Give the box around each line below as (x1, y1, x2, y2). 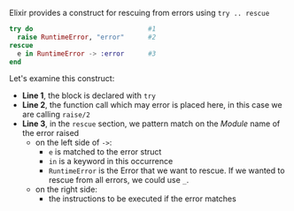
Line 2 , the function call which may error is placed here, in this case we (21, 100, 282, 110)
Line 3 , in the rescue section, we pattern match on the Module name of (21, 118, 281, 129)
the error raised (21, 128, 80, 139)
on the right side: (35, 185, 97, 195)
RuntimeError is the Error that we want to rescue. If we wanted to (48, 165, 285, 176)
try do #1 (9, 25, 157, 34)
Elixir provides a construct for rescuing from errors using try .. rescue (9, 8, 270, 18)
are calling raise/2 (21, 109, 90, 120)
